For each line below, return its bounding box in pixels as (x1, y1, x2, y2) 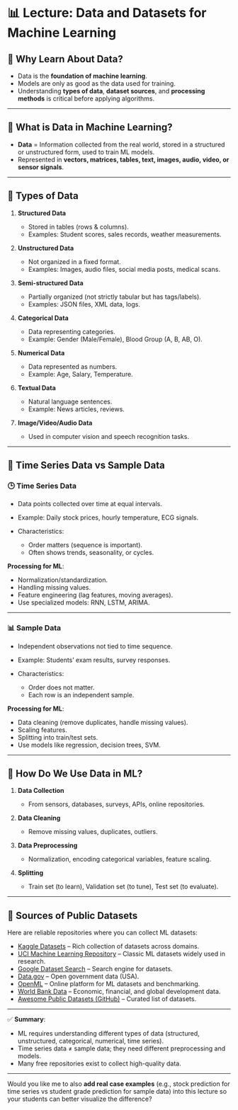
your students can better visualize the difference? (7, 1094, 152, 1104)
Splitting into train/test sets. (17, 733, 98, 741)
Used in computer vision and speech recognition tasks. (28, 432, 190, 440)
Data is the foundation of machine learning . (17, 71, 147, 80)
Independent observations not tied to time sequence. (17, 641, 173, 651)
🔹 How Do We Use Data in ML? (7, 768, 143, 779)
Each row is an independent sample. (28, 690, 135, 699)
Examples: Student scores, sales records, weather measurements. (28, 230, 222, 239)
